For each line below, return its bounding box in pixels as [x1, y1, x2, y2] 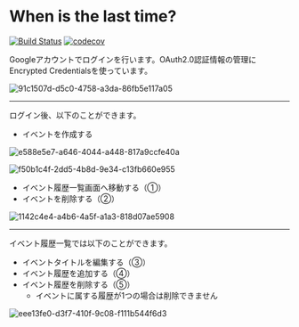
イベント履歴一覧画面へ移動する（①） [21, 182, 166, 192]
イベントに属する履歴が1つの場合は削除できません [35, 290, 218, 300]
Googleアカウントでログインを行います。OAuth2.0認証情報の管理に [9, 53, 257, 64]
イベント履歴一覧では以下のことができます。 [9, 238, 173, 249]
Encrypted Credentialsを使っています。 [9, 65, 153, 76]
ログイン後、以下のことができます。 [9, 110, 141, 120]
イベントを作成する [21, 128, 93, 139]
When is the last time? [9, 6, 177, 27]
